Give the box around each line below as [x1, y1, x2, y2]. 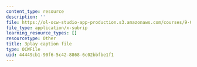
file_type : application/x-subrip [6, 24, 88, 31]
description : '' [6, 14, 46, 20]
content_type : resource [6, 8, 64, 15]
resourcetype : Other [6, 36, 57, 41]
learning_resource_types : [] [6, 30, 77, 36]
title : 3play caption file [6, 41, 72, 47]
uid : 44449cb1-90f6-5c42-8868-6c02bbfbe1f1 [6, 52, 114, 58]
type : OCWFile [6, 47, 41, 52]
